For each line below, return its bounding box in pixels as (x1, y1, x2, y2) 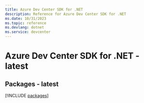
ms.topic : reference (5, 20, 47, 26)
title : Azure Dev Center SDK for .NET (5, 7, 83, 12)
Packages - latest (5, 80, 59, 88)
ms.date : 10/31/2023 (5, 16, 47, 21)
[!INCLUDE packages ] (5, 93, 49, 98)
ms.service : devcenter (5, 29, 51, 34)
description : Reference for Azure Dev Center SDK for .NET (5, 12, 127, 16)
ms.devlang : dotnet (5, 25, 44, 30)
